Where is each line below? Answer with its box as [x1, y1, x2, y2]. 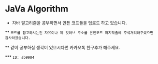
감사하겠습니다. [5, 35, 30, 40]
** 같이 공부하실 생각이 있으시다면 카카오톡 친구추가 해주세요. [5, 44, 120, 50]
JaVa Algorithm [5, 3, 69, 14]
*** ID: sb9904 [5, 54, 35, 60]
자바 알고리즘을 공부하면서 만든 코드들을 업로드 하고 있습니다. [12, 20, 127, 26]
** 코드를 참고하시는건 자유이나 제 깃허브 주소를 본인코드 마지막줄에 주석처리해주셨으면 [5, 29, 154, 35]
